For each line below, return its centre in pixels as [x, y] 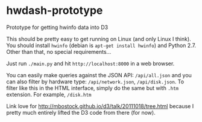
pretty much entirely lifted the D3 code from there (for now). [81, 112]
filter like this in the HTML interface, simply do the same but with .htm [93, 88]
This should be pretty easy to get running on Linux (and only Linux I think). [99, 39]
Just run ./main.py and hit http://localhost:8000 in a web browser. [90, 63]
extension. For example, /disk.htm [49, 94]
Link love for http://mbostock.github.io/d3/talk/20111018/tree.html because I [100, 106]
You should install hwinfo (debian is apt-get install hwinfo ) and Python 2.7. [101, 45]
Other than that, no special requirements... [59, 51]
